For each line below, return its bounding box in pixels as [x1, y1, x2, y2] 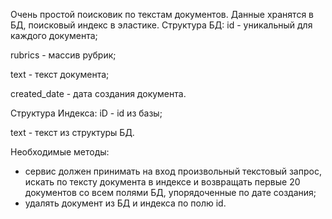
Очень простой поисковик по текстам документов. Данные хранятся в [10, 9, 315, 20]
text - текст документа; [10, 69, 110, 80]
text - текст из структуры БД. [10, 127, 135, 138]
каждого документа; [10, 30, 98, 41]
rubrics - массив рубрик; [10, 49, 117, 61]
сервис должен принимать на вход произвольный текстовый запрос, [24, 165, 322, 177]
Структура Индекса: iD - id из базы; [10, 107, 163, 119]
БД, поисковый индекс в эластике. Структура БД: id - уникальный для [10, 19, 313, 31]
